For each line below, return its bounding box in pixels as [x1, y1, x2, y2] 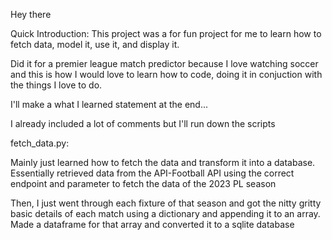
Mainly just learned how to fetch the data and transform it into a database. [10, 157, 316, 168]
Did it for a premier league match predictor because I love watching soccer [10, 58, 319, 69]
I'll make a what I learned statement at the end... [10, 99, 209, 110]
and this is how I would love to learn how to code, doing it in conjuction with [10, 69, 323, 80]
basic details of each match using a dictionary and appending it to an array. [10, 208, 321, 219]
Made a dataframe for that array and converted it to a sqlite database [10, 219, 295, 230]
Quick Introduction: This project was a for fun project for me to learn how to [10, 28, 322, 39]
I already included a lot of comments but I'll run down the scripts [10, 118, 276, 129]
